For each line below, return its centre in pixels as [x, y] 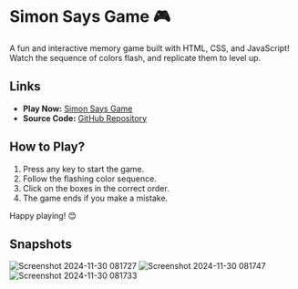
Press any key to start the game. [83, 169]
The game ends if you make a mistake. [95, 198]
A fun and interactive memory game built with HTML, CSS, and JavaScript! [149, 48]
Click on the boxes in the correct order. [96, 188]
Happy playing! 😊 [43, 215]
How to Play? [47, 147]
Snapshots [41, 244]
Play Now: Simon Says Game [77, 108]
